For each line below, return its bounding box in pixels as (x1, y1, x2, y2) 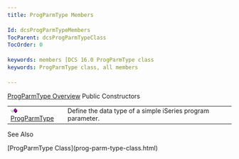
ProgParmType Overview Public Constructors (7, 92, 141, 100)
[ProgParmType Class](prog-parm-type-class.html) (7, 143, 159, 152)
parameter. (67, 114, 100, 123)
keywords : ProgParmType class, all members (7, 64, 139, 71)
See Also (7, 130, 34, 138)
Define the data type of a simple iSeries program (67, 106, 210, 115)
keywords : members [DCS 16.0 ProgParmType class (7, 57, 154, 64)
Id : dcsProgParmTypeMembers (7, 26, 91, 33)
